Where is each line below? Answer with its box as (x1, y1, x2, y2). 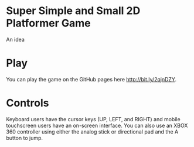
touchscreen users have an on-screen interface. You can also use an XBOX (6, 122, 188, 129)
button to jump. (6, 134, 43, 141)
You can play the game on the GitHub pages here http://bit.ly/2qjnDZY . (6, 76, 177, 83)
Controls (6, 97, 49, 110)
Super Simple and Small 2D (6, 4, 141, 18)
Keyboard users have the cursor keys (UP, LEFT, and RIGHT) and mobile (6, 115, 181, 122)
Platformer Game (6, 16, 91, 30)
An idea (6, 36, 25, 43)
